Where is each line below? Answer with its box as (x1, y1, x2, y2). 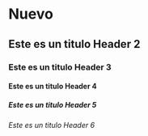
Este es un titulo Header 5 (8, 100, 97, 109)
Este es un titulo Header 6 (8, 121, 95, 130)
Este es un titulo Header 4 (8, 82, 97, 91)
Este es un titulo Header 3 (8, 62, 112, 73)
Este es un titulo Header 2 (8, 37, 141, 51)
